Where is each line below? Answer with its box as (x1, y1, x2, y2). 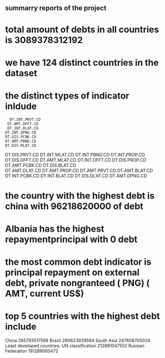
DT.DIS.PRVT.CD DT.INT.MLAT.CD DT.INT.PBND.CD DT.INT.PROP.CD (5, 152, 145, 157)
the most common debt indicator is (5, 256, 152, 268)
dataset (5, 67, 38, 79)
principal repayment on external (5, 267, 140, 278)
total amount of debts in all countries (5, 24, 159, 35)
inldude (5, 101, 37, 112)
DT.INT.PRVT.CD (9, 117, 41, 122)
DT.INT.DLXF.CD (7, 126, 39, 131)
